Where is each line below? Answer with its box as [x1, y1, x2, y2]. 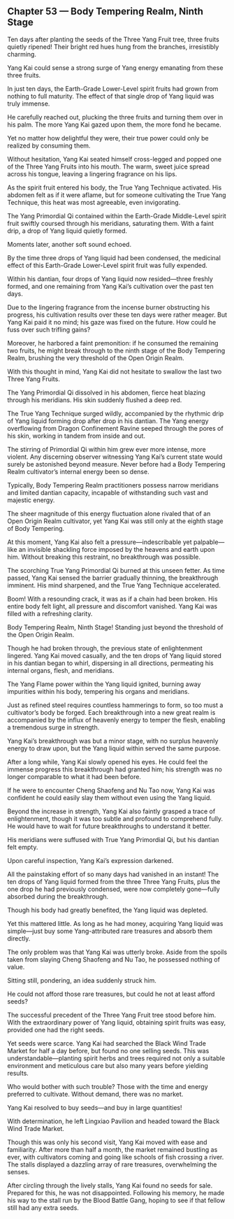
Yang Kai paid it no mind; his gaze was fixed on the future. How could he [7, 318, 217, 326]
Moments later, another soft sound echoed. [7, 240, 131, 248]
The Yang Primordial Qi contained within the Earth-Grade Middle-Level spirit [7, 211, 227, 220]
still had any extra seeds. [7, 1203, 79, 1212]
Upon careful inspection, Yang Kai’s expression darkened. [7, 856, 174, 864]
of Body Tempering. [7, 524, 65, 532]
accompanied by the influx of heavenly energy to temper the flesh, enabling [7, 715, 226, 724]
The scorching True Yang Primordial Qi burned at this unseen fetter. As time [7, 566, 225, 574]
